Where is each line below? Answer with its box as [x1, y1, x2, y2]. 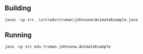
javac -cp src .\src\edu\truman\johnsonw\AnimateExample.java [5, 17, 138, 22]
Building [5, 4, 31, 12]
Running [5, 31, 32, 39]
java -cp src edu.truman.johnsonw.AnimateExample [5, 44, 111, 49]
